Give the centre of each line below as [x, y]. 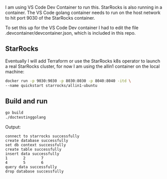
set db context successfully [36, 145]
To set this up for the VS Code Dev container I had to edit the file [72, 28]
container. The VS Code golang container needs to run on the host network [83, 13]
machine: [15, 71]
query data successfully [31, 167]
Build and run [26, 101]
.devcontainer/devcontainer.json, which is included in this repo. [70, 33]
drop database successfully [35, 171]
